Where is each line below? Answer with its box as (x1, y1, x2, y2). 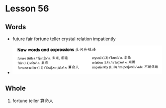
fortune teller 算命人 (12, 98, 54, 104)
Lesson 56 (5, 3, 49, 14)
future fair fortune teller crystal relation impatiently (12, 36, 116, 42)
